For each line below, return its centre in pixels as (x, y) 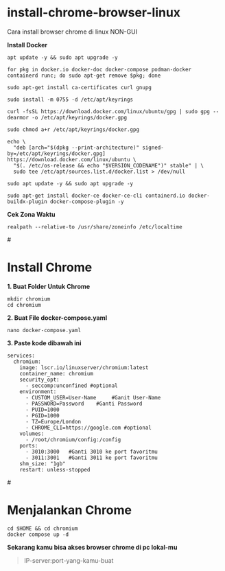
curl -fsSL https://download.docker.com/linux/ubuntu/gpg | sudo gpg (109, 111)
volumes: (32, 434)
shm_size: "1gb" (43, 464)
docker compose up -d (38, 534)
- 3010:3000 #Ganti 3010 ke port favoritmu (91, 452)
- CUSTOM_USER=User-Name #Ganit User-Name (93, 397)
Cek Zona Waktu (31, 214)
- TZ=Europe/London (53, 421)
